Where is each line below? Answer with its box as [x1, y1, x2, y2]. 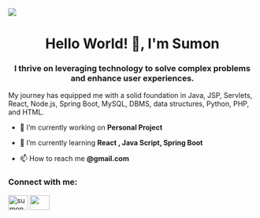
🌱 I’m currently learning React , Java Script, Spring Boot [19, 138, 203, 148]
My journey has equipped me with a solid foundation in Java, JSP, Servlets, [8, 91, 253, 100]
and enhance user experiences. [70, 73, 195, 84]
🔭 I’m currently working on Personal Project [19, 122, 163, 133]
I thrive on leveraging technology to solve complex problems [14, 63, 251, 74]
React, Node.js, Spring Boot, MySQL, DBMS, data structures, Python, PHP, [8, 99, 250, 109]
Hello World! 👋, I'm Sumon [45, 35, 220, 53]
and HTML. [8, 107, 45, 117]
